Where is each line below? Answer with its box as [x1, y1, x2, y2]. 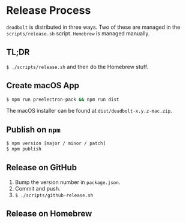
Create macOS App [6, 80, 80, 91]
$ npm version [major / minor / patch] [6, 140, 106, 147]
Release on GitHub [6, 162, 77, 173]
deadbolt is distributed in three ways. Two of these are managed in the [6, 23, 181, 31]
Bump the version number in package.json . [14, 178, 121, 186]
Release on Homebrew [6, 209, 92, 219]
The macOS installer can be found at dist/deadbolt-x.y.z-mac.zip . [6, 107, 172, 114]
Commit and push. [14, 185, 61, 192]
